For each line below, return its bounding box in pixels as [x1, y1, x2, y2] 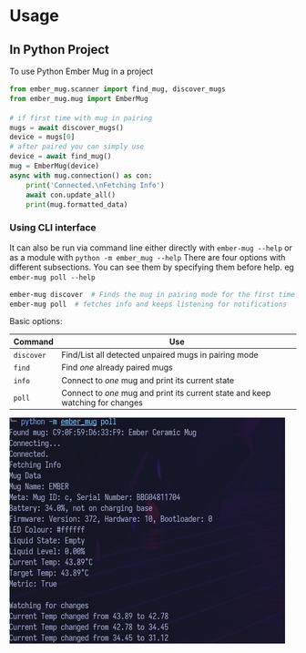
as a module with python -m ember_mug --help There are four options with [9, 251, 286, 262]
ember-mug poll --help [9, 272, 96, 282]
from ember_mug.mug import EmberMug [9, 94, 148, 103]
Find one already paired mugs [61, 362, 173, 373]
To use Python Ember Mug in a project [9, 66, 154, 77]
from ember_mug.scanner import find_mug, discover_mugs [9, 85, 226, 94]
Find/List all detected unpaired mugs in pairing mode [61, 350, 259, 361]
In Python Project [9, 42, 110, 57]
